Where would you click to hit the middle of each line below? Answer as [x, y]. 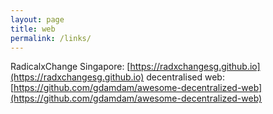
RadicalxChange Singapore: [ [70, 67]
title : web [33, 29]
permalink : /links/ [51, 38]
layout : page [37, 19]
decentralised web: [185, 77]
